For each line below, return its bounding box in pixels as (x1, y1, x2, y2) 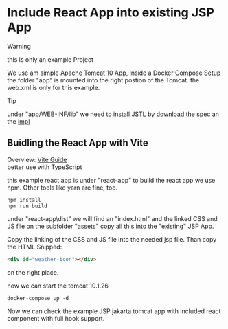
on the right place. (7, 268, 59, 276)
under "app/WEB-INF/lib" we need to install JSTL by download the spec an (7, 110, 220, 118)
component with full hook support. (7, 314, 105, 322)
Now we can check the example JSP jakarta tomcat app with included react (7, 307, 221, 315)
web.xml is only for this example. (7, 83, 100, 91)
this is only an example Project (7, 55, 94, 63)
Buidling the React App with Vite (7, 137, 149, 149)
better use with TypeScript (7, 163, 82, 171)
